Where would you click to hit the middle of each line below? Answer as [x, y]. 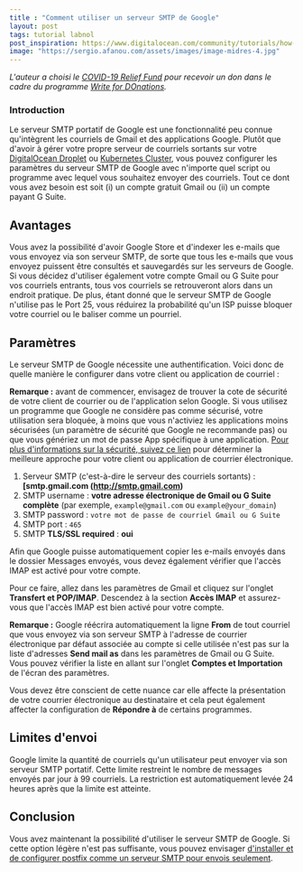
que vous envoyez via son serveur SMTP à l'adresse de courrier [129, 634]
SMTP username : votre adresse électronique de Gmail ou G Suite [147, 496]
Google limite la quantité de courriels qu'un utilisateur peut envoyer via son [148, 759]
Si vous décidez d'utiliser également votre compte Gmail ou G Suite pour [144, 276]
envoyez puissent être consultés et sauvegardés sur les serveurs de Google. [151, 267]
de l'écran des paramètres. [60, 673]
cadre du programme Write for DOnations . [88, 87]
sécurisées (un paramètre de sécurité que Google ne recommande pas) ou [148, 430]
